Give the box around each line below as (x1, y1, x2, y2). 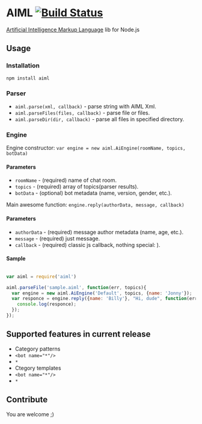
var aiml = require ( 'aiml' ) (6, 273, 77, 279)
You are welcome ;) (6, 410, 54, 418)
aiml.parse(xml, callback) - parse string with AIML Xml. (14, 102, 156, 110)
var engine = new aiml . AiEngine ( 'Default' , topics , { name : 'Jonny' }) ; (11, 290, 192, 296)
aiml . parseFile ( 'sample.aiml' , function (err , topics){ (6, 284, 147, 290)
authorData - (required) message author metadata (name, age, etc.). (14, 228, 184, 235)
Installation (6, 61, 40, 70)
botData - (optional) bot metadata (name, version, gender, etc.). (14, 190, 173, 197)
